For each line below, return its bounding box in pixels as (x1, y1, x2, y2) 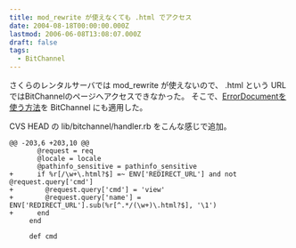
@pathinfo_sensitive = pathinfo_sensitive (37, 162, 198, 171)
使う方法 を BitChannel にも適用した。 (9, 102, 148, 112)
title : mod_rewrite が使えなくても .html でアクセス (9, 12, 193, 22)
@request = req (37, 147, 94, 156)
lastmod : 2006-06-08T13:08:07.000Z (9, 29, 142, 38)
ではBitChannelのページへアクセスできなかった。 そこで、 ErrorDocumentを (9, 91, 287, 101)
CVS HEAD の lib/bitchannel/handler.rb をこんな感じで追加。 (9, 121, 232, 132)
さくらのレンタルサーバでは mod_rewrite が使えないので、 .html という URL (9, 80, 287, 90)
